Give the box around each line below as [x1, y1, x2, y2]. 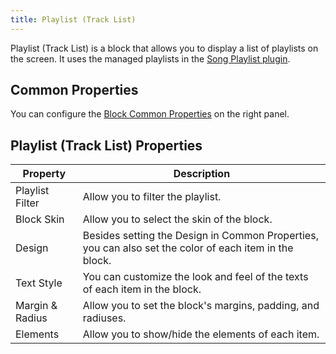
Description [173, 167, 231, 181]
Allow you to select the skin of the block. [82, 212, 273, 226]
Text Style [15, 276, 63, 290]
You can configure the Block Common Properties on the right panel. [10, 108, 290, 120]
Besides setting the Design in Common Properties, [82, 229, 319, 243]
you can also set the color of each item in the [82, 241, 294, 255]
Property [22, 167, 67, 181]
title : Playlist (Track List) [10, 14, 137, 25]
